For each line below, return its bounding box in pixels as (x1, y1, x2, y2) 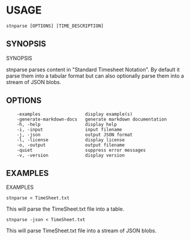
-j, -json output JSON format (16, 132, 133, 138)
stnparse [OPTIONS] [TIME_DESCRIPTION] (6, 23, 104, 29)
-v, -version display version (16, 152, 125, 158)
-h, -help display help (16, 121, 117, 127)
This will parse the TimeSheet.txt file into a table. (6, 205, 125, 212)
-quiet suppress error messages (16, 147, 146, 153)
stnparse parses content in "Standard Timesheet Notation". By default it (6, 66, 180, 73)
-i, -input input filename (16, 126, 122, 132)
